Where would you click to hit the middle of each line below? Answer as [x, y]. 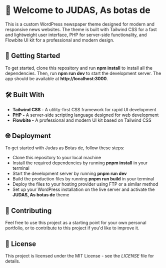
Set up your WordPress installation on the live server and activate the [83, 189]
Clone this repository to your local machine [57, 158]
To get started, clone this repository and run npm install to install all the [79, 68]
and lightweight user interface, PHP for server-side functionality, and [76, 35]
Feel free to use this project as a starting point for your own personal [76, 223]
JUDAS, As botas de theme [41, 195]
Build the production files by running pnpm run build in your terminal [83, 179]
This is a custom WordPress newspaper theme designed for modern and [80, 24]
